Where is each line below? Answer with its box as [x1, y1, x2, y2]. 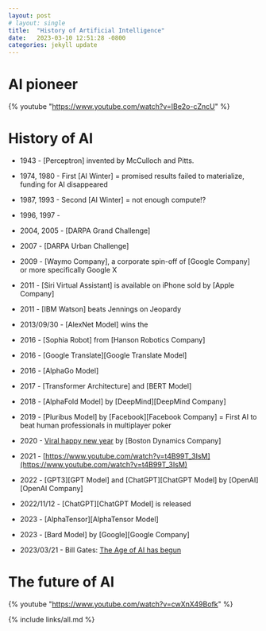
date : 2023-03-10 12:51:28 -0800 [8, 33, 126, 42]
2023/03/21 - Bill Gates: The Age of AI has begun [19, 545, 181, 555]
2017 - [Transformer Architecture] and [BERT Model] [19, 381, 192, 390]
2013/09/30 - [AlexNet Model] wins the [19, 319, 148, 329]
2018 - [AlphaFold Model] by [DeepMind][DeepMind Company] [19, 397, 226, 406]
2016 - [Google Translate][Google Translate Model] [19, 350, 187, 360]
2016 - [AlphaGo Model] [19, 366, 99, 375]
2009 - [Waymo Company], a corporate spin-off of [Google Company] [19, 257, 250, 266]
